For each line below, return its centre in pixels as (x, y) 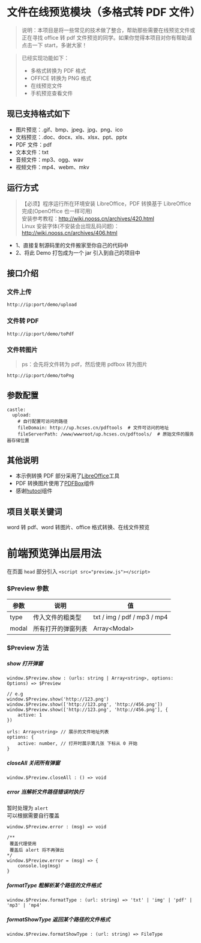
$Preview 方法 (28, 648)
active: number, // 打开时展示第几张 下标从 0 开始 (77, 744)
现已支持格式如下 (38, 114)
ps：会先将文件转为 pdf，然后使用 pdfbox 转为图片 (84, 364)
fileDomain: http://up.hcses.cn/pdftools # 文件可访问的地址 (93, 428)
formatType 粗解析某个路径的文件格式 (54, 885)
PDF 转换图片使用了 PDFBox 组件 (55, 484)
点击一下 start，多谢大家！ (54, 45)
